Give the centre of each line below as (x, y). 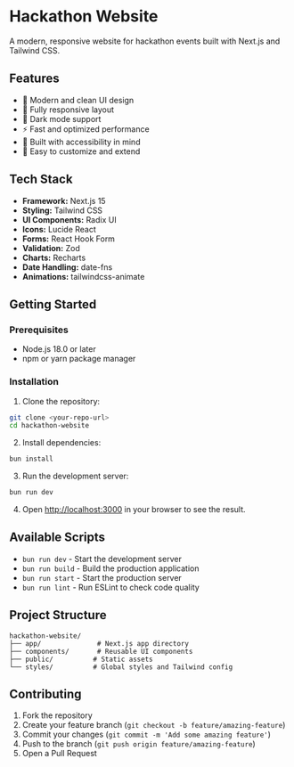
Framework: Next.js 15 (64, 200)
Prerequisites (39, 330)
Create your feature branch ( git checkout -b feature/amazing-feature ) (154, 725)
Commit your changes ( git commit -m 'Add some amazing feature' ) (147, 734)
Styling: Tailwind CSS (62, 210)
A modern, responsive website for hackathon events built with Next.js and (145, 41)
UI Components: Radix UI (69, 219)
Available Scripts (57, 538)
